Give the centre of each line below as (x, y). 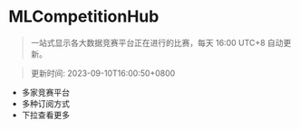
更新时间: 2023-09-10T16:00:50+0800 (103, 73)
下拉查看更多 (45, 115)
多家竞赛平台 (45, 92)
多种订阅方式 (45, 103)
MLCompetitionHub (84, 17)
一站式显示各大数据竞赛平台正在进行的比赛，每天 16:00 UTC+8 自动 (157, 42)
